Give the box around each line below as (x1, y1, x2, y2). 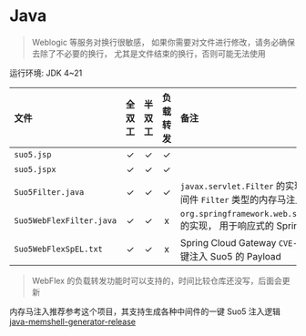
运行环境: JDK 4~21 (9, 67, 83, 78)
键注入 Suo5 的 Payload (180, 249, 282, 262)
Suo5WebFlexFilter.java (14, 215, 117, 226)
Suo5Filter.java (14, 187, 85, 197)
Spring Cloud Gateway (180, 236, 277, 249)
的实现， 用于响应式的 (180, 219, 275, 232)
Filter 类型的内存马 (200, 193, 287, 206)
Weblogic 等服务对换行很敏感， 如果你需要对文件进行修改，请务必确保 (31, 36, 296, 47)
